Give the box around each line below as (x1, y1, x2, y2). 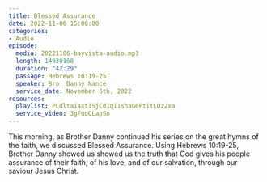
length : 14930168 (15, 57, 74, 66)
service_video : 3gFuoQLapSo (15, 110, 111, 118)
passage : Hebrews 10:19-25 (15, 72, 107, 80)
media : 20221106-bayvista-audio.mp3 (15, 49, 139, 57)
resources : (8, 95, 45, 103)
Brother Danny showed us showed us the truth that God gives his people (8, 149, 251, 159)
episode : (8, 42, 38, 50)
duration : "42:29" (15, 65, 78, 73)
